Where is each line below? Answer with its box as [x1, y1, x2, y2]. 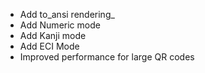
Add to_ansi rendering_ [19, 9, 115, 20]
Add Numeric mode [19, 19, 101, 31]
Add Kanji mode [19, 30, 87, 41]
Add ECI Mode [19, 40, 80, 52]
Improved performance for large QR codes [19, 51, 195, 63]
